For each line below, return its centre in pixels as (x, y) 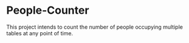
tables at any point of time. (40, 33)
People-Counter (48, 10)
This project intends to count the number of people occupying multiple (95, 27)
